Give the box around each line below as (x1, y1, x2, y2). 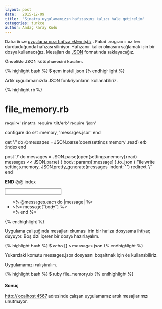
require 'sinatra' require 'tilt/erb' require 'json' (5, 120, 97, 126)
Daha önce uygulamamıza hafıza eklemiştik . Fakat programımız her (5, 39, 141, 44)
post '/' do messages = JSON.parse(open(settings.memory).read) (5, 154, 137, 160)
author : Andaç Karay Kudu (5, 25, 57, 30)
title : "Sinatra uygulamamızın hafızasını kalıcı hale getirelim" (5, 16, 145, 21)
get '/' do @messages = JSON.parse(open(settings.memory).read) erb (5, 139, 147, 145)
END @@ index (5, 179, 36, 185)
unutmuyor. (5, 298, 28, 304)
